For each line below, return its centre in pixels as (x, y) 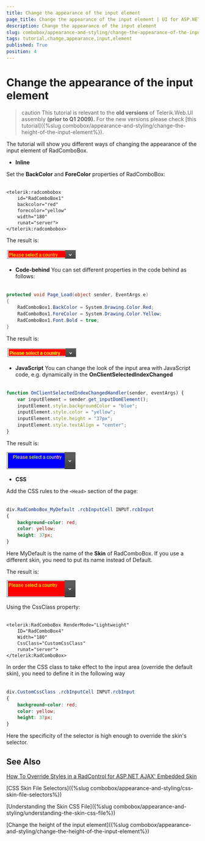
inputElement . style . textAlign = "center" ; (72, 425)
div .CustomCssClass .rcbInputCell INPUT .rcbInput (71, 692)
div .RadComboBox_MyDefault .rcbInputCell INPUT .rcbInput (80, 509)
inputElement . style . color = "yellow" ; (67, 412)
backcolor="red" (38, 204)
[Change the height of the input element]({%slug (68, 825)
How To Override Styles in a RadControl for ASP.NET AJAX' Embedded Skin (102, 776)
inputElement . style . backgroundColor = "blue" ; (77, 406)
